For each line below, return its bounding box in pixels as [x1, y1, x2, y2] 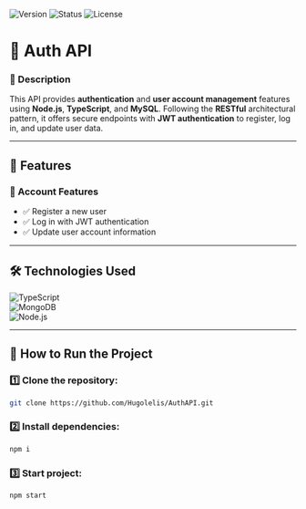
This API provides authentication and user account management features [9, 94, 291, 105]
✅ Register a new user [22, 206, 107, 217]
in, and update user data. [9, 123, 104, 134]
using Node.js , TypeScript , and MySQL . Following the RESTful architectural [9, 103, 296, 114]
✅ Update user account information [22, 226, 157, 237]
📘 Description [9, 73, 71, 86]
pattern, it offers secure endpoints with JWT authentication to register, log [9, 113, 291, 124]
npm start [9, 491, 47, 501]
